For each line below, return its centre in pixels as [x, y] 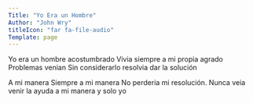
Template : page [33, 37]
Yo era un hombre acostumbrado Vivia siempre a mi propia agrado [116, 59]
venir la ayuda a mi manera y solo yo [68, 91]
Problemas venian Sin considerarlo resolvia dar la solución [103, 68]
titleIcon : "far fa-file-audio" [61, 30]
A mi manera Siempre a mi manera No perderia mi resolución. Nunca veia [127, 83]
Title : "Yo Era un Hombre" [52, 15]
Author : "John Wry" [40, 23]
